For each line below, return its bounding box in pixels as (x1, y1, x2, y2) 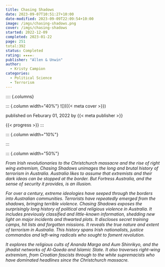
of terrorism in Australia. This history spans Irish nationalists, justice (5, 226, 144, 233)
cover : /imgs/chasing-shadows (5, 25, 68, 30)
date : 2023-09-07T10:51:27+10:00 (5, 12, 74, 17)
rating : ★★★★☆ (5, 52, 35, 58)
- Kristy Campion (10, 67, 46, 72)
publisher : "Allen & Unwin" (5, 57, 63, 62)
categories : (5, 71, 30, 76)
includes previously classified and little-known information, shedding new (5, 211, 155, 217)
